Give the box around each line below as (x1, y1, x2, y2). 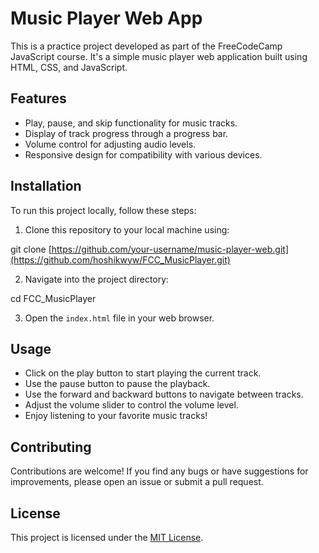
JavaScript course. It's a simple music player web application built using (10, 50, 308, 62)
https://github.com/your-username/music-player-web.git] (51, 243, 289, 255)
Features (10, 90, 67, 107)
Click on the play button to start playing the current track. (24, 367, 262, 379)
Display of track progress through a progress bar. (24, 127, 229, 139)
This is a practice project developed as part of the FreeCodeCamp (10, 40, 283, 52)
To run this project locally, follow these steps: (10, 204, 197, 216)
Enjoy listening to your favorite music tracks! (24, 410, 208, 422)
